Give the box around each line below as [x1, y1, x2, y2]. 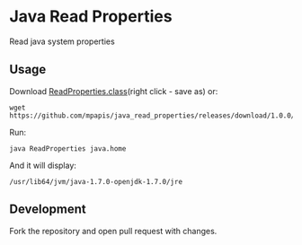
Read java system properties [9, 36, 115, 47]
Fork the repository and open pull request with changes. [9, 225, 218, 236]
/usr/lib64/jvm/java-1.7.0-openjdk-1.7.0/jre [9, 177, 182, 186]
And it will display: [9, 160, 76, 171]
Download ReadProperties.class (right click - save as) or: [9, 85, 218, 96]
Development [9, 202, 87, 217]
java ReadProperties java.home [9, 144, 127, 153]
